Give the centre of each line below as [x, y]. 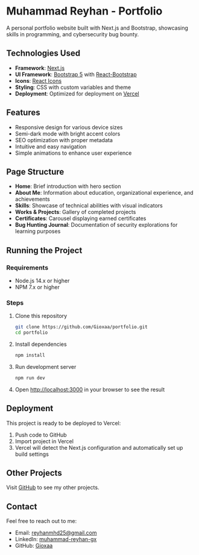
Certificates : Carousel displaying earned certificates [81, 218]
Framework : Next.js [40, 68]
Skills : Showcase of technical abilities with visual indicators [89, 206]
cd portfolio [31, 333]
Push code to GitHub [41, 435]
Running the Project [44, 250]
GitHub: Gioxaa [34, 546]
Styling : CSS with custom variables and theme [73, 87]
